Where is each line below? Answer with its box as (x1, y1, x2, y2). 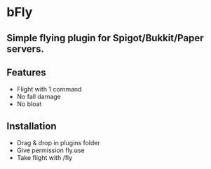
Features (6, 66, 46, 78)
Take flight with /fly (16, 154, 73, 162)
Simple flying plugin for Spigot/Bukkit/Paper (6, 32, 204, 44)
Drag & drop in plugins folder (16, 139, 101, 147)
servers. (6, 43, 45, 54)
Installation (6, 120, 57, 132)
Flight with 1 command (16, 85, 82, 94)
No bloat (16, 100, 42, 108)
